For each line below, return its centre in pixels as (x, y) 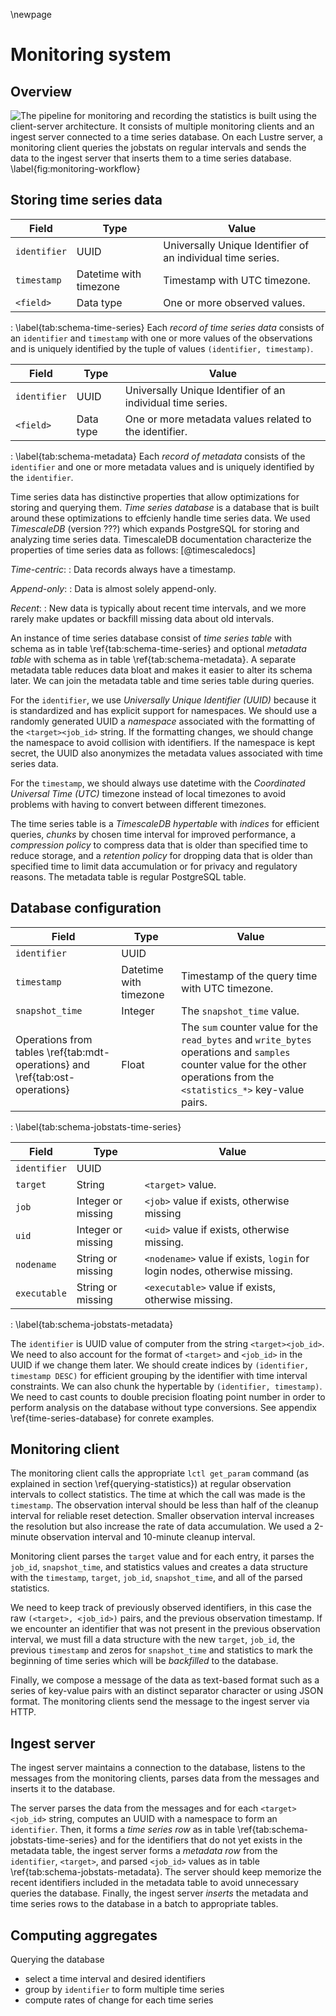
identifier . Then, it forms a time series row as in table (123, 1830)
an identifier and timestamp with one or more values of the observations (161, 338)
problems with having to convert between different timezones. (138, 804)
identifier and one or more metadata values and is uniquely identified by (162, 466)
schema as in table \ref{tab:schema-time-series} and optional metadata (158, 648)
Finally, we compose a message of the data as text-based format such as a (165, 1680)
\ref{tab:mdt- (78, 1052)
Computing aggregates (84, 1935)
